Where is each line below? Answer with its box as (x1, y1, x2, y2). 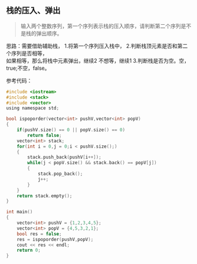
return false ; (27, 132, 62, 138)
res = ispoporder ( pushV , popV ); (17, 236, 94, 242)
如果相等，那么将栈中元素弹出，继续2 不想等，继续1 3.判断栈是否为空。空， (6, 57, 190, 64)
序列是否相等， (11, 50, 48, 57)
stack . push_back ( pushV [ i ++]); (27, 154, 101, 161)
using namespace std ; (6, 105, 60, 111)
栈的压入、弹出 (6, 5, 61, 16)
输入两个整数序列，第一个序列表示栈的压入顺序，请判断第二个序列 (20, 22, 181, 30)
